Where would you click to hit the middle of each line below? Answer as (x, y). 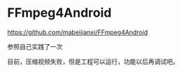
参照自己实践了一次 (35, 46)
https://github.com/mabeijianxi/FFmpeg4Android (78, 32)
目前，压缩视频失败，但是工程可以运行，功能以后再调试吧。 (93, 62)
